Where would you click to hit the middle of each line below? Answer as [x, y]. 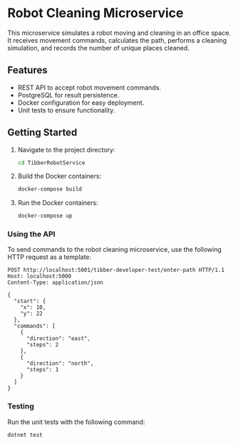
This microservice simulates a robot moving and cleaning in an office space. [119, 33]
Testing [21, 406]
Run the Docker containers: [58, 203]
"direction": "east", [58, 339]
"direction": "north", [60, 364]
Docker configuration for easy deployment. [81, 102]
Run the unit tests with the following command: [76, 422]
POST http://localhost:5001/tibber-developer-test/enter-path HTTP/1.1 [116, 270]
